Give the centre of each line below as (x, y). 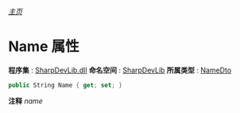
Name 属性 (44, 46)
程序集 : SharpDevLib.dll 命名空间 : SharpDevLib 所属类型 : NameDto (120, 70)
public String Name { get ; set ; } (66, 85)
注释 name (26, 101)
